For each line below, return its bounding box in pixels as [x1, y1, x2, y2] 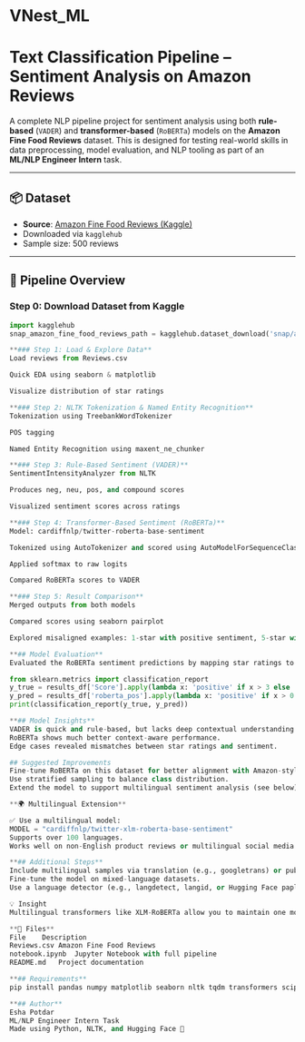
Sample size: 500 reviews [22, 238, 120, 249]
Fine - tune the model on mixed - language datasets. [9, 875, 202, 884]
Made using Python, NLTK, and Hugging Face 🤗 [9, 1025, 184, 1034]
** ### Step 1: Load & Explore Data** [9, 346, 152, 355]
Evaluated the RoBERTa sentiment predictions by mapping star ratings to [9, 658, 295, 667]
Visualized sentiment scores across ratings [9, 502, 181, 511]
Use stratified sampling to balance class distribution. [9, 775, 230, 784]
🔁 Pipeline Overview [9, 273, 125, 289]
